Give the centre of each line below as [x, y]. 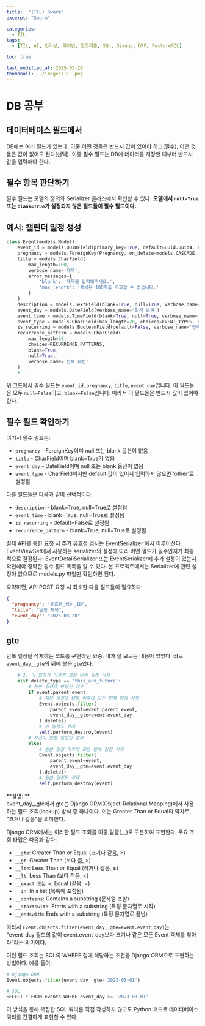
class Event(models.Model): [42, 242]
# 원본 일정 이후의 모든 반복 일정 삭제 [81, 749]
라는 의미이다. [30, 942]
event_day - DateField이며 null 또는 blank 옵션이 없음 [79, 466]
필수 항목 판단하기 [38, 183]
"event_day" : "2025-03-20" [46, 616]
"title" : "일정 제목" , [38, 610]
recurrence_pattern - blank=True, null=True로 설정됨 [81, 530]
